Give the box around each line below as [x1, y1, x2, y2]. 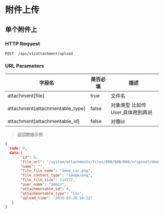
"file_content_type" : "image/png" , [20, 173, 93, 178]
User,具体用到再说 [110, 109, 153, 116]
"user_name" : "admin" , [20, 182, 67, 187]
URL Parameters [5, 62, 44, 69]
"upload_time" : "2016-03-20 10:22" [20, 196, 93, 200]
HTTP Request [5, 40, 41, 47]
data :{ [9, 150, 23, 155]
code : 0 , [9, 146, 27, 151]
